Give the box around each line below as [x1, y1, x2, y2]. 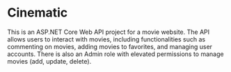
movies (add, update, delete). [7, 57, 92, 65]
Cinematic [7, 5, 68, 21]
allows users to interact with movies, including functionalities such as [7, 35, 206, 43]
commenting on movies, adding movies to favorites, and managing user [7, 42, 213, 51]
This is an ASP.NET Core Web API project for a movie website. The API [7, 28, 210, 36]
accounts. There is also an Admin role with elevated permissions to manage [7, 50, 224, 58]
